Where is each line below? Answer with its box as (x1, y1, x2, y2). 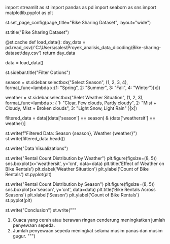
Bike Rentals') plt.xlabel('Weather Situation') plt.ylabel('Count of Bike (5, 166, 149, 172)
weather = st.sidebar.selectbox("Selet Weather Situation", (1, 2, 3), (5, 95, 144, 100)
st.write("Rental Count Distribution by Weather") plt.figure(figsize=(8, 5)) (5, 155, 157, 161)
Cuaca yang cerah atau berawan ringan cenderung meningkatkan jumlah (12, 217, 165, 223)
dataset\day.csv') (5, 50, 42, 56)
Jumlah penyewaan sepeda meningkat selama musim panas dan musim (12, 228, 163, 233)
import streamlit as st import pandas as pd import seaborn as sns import (5, 5, 156, 10)
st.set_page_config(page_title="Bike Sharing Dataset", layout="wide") (5, 20, 151, 25)
